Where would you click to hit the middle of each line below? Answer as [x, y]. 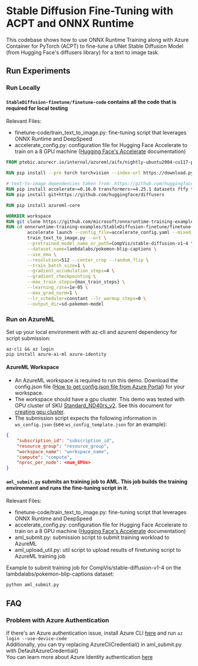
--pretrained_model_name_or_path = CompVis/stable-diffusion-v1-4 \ [110, 243]
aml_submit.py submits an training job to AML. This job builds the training [97, 481]
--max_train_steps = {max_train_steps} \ [76, 282]
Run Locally [23, 88]
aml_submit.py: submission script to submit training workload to [92, 537]
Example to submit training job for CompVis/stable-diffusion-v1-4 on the [94, 568]
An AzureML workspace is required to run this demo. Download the [96, 381]
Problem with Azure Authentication [58, 620]
